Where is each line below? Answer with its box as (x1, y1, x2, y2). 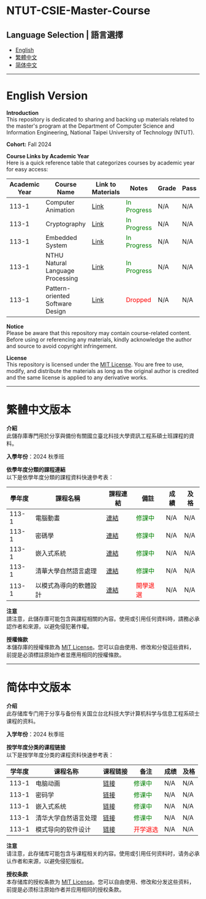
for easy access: (6, 165, 48, 172)
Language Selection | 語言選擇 (6, 29, 124, 40)
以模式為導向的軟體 (35, 581, 91, 590)
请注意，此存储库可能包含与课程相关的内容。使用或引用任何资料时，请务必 (6, 849, 194, 857)
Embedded (45, 233, 77, 242)
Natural (45, 258, 67, 267)
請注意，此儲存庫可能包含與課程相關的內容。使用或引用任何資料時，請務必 (6, 615, 194, 622)
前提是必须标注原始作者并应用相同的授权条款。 (6, 885, 124, 893)
